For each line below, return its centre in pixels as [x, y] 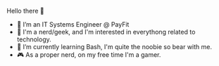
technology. [34, 39]
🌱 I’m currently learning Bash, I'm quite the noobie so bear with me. [114, 47]
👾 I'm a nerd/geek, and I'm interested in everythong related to [106, 32]
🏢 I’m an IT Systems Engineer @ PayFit [73, 24]
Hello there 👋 [26, 11]
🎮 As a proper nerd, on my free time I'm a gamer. [89, 55]
